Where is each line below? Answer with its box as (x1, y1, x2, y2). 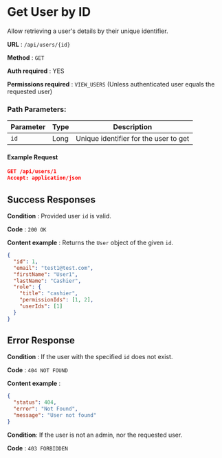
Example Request (7, 152, 58, 161)
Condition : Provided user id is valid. (7, 212, 112, 220)
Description (113, 122, 153, 132)
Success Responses (7, 194, 96, 205)
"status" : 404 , (13, 399, 57, 406)
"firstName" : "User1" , (13, 271, 78, 278)
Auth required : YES (7, 67, 65, 75)
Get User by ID (7, 4, 91, 20)
